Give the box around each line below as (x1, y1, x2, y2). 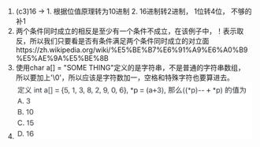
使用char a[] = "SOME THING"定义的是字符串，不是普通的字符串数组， (15, 63, 246, 73)
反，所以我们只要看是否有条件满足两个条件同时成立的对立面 (15, 36, 210, 46)
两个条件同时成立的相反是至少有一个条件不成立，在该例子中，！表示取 (15, 26, 244, 36)
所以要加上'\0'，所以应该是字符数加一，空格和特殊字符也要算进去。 (15, 73, 235, 82)
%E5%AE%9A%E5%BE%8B (15, 54, 109, 63)
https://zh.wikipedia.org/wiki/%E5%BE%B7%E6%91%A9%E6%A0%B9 (15, 45, 248, 55)
